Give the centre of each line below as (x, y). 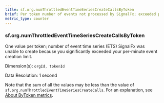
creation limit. (19, 56)
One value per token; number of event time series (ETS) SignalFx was (75, 46)
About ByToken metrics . (29, 95)
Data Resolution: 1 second (31, 75)
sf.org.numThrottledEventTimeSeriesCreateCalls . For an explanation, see (79, 90)
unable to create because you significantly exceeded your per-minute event (81, 51)
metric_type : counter (27, 18)
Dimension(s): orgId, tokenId (35, 66)
